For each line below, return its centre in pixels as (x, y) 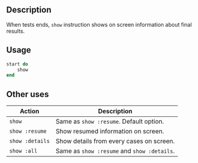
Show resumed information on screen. (110, 131)
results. (16, 31)
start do (17, 64)
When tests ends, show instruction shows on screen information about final (99, 24)
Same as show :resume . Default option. (110, 122)
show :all (23, 151)
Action (29, 111)
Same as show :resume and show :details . (115, 151)
